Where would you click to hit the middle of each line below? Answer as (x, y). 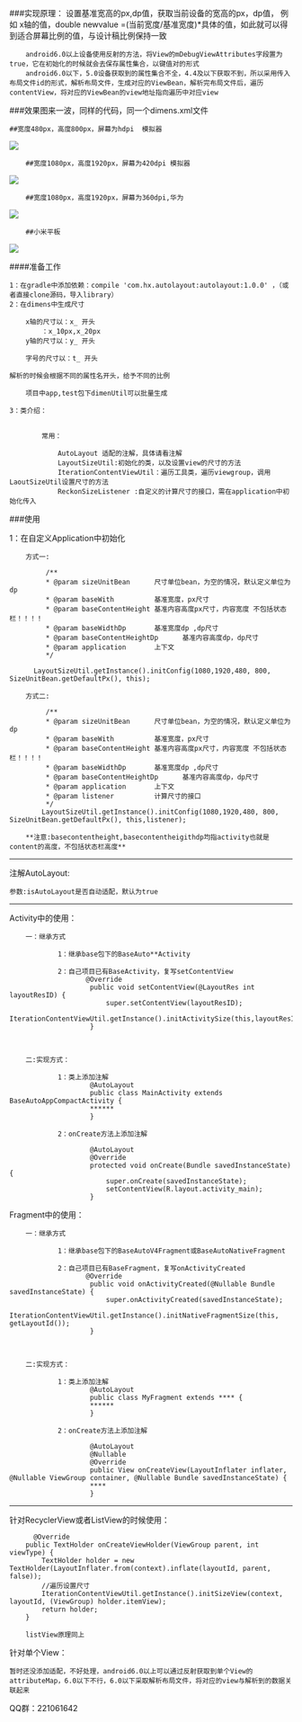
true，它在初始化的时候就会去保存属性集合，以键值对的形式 (104, 64)
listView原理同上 (55, 1635)
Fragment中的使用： (47, 1215)
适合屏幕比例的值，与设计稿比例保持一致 (92, 36)
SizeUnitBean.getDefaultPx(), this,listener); (98, 820)
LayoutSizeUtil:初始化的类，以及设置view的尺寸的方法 (149, 463)
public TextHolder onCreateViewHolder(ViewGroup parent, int (142, 1545)
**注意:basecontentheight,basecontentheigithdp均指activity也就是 (147, 837)
